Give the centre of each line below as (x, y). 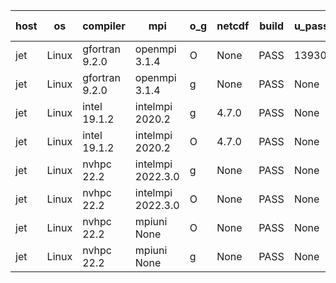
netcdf (233, 26)
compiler (104, 26)
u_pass (311, 26)
